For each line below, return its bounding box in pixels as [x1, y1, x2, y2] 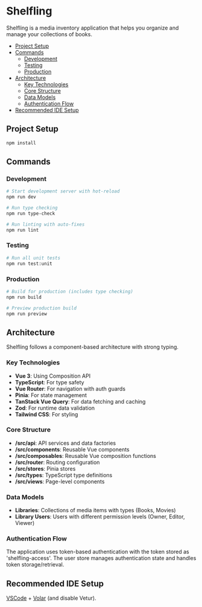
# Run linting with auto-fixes [6, 221, 85, 227]
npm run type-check [6, 210, 55, 217]
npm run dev [6, 194, 36, 200]
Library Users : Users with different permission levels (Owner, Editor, [14, 513, 185, 520]
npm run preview [6, 311, 47, 317]
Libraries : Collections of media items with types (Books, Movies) [14, 507, 176, 514]
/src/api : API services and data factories [14, 439, 116, 447]
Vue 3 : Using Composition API [14, 372, 91, 380]
